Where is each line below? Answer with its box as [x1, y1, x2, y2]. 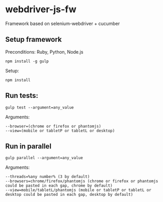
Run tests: [5, 91, 38, 100]
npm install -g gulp [5, 59, 49, 64]
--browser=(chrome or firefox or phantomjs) [5, 123, 101, 129]
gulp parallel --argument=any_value [5, 156, 83, 161]
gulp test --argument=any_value [5, 105, 74, 110]
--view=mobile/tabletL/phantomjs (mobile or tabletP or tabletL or [5, 188, 152, 193]
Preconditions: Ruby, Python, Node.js [5, 48, 84, 55]
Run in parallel [5, 142, 52, 150]
